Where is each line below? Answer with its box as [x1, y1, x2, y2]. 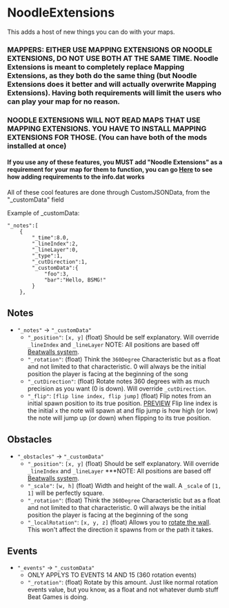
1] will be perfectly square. [27, 489, 105, 497]
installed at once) [7, 141, 67, 150]
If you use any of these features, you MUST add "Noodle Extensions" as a [7, 158, 223, 166]
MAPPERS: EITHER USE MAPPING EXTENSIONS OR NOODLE [7, 45, 212, 55]
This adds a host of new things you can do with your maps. [7, 28, 175, 36]
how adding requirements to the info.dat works [7, 173, 145, 181]
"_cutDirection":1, [32, 258, 88, 265]
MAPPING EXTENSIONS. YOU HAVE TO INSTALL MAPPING [7, 124, 207, 133]
